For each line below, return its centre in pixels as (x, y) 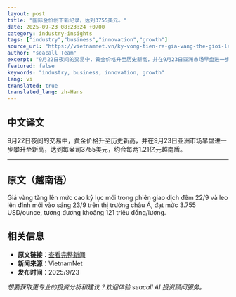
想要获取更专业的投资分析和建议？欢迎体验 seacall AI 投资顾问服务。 (106, 287)
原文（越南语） (40, 180)
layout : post (26, 14)
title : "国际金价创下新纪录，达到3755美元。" (67, 20)
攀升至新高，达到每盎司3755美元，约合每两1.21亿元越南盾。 (100, 149)
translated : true (33, 86)
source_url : (25, 46)
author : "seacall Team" (42, 53)
